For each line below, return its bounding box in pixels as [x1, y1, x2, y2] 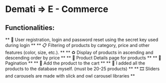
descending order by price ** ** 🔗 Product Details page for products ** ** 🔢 [5, 55, 161, 60]
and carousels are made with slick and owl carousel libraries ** [5, 73, 135, 78]
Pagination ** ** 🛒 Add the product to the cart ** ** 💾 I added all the [5, 60, 145, 66]
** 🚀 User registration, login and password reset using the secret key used [5, 36, 158, 42]
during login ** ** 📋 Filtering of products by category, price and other [5, 42, 150, 48]
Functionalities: [5, 23, 55, 32]
